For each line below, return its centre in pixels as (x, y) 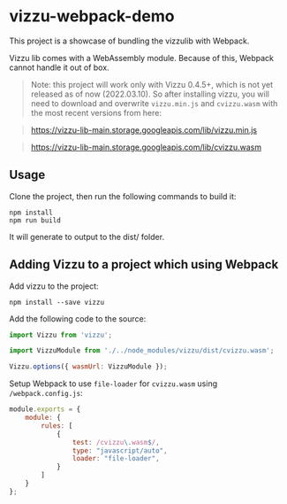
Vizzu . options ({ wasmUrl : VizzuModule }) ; (88, 367)
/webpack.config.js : (46, 393)
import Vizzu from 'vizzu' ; (61, 335)
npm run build (35, 220)
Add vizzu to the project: (54, 286)
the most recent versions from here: (96, 112)
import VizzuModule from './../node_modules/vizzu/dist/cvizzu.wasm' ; (142, 351)
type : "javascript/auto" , (120, 450)
